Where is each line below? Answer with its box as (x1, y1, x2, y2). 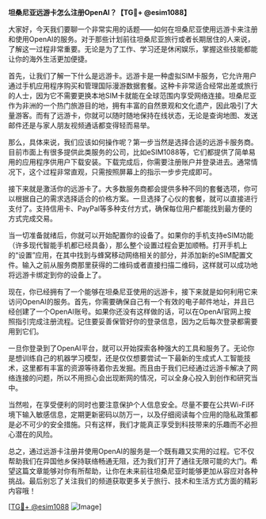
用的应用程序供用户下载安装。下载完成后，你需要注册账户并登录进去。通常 (8, 158, 251, 166)
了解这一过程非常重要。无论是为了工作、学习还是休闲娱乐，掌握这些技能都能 (8, 44, 258, 54)
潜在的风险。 (14, 429, 57, 439)
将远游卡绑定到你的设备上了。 (8, 270, 105, 280)
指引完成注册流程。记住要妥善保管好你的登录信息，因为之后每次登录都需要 (14, 317, 258, 326)
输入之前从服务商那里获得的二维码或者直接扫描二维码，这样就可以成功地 (21, 261, 258, 269)
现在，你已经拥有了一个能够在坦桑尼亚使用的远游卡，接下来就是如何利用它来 (8, 287, 258, 296)
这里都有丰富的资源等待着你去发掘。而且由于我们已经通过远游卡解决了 (21, 364, 251, 372)
